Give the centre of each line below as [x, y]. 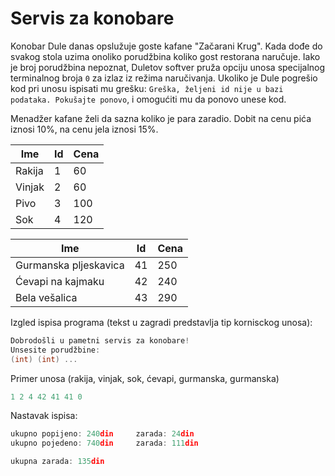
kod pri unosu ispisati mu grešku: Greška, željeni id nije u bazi [147, 88]
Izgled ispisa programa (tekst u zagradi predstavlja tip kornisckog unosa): [161, 322]
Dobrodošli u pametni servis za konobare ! [100, 340]
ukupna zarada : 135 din [57, 462]
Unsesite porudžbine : [55, 350]
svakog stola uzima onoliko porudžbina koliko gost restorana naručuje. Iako [165, 56]
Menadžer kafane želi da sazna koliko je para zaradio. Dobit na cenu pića [161, 118]
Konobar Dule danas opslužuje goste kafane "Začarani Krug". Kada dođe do [166, 46]
